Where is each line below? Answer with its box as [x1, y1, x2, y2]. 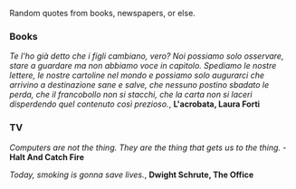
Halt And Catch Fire [9, 151, 84, 162]
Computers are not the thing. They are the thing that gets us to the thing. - [9, 142, 287, 153]
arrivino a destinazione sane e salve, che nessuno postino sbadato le [9, 80, 270, 90]
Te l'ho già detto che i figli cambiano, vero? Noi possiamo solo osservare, [9, 51, 284, 61]
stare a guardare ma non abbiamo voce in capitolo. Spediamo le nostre [9, 61, 277, 71]
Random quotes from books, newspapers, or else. [9, 8, 196, 18]
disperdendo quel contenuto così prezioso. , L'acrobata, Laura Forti [9, 99, 261, 109]
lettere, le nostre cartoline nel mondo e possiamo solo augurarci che [9, 70, 265, 80]
